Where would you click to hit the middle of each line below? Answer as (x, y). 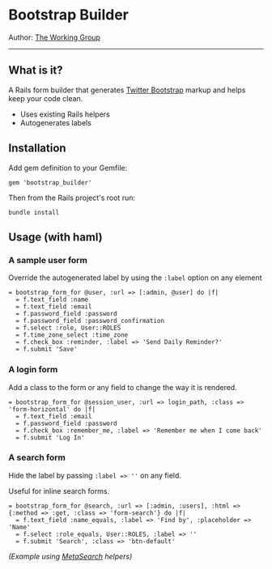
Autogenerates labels (55, 122)
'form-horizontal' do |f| (52, 409)
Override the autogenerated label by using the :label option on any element (135, 278)
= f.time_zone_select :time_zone (72, 335)
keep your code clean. (46, 98)
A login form (33, 370)
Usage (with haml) (55, 237)
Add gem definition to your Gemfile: (68, 168)
